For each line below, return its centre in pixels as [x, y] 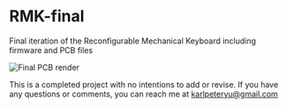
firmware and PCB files [51, 50]
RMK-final [47, 16]
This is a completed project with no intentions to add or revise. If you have [144, 84]
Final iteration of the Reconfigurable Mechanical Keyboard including [132, 41]
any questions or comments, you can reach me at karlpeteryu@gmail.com [143, 94]
